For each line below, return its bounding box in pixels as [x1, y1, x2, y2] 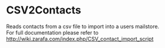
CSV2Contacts [6, 4, 81, 17]
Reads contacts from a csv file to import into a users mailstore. [6, 23, 160, 30]
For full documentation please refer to [6, 29, 99, 36]
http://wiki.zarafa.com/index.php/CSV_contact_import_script [6, 35, 154, 42]
